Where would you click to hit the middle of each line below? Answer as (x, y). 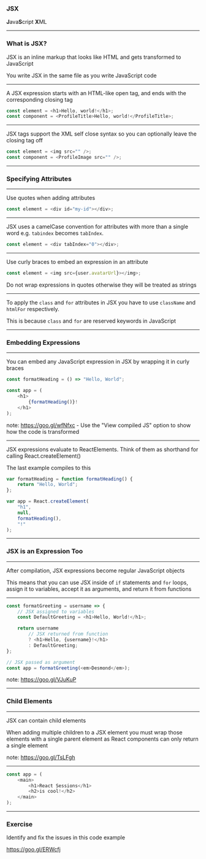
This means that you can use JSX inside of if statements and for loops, (97, 582)
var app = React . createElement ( (48, 501)
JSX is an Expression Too (45, 552)
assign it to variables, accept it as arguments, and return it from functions (99, 589)
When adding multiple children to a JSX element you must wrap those (94, 732)
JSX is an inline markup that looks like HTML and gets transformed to (94, 57)
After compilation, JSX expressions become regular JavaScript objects (96, 570)
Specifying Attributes (39, 179)
